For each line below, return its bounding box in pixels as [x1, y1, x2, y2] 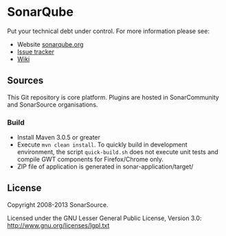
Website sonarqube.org [16, 40, 84, 48]
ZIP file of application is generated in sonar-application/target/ [16, 162, 194, 171]
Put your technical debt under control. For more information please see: [7, 27, 210, 35]
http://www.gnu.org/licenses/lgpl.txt [7, 221, 110, 229]
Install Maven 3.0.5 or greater [16, 133, 101, 142]
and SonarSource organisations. [7, 100, 98, 109]
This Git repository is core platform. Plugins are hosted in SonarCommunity [7, 93, 220, 101]
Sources [7, 75, 44, 87]
